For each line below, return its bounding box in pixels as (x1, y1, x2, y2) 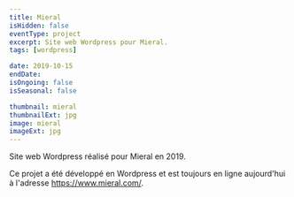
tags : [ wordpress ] (9, 46, 77, 55)
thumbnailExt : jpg (9, 110, 77, 119)
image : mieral (9, 118, 62, 128)
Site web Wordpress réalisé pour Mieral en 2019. (9, 151, 186, 162)
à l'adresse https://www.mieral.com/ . (9, 178, 144, 188)
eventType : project (9, 29, 81, 38)
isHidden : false (9, 21, 69, 30)
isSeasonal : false (9, 86, 77, 95)
